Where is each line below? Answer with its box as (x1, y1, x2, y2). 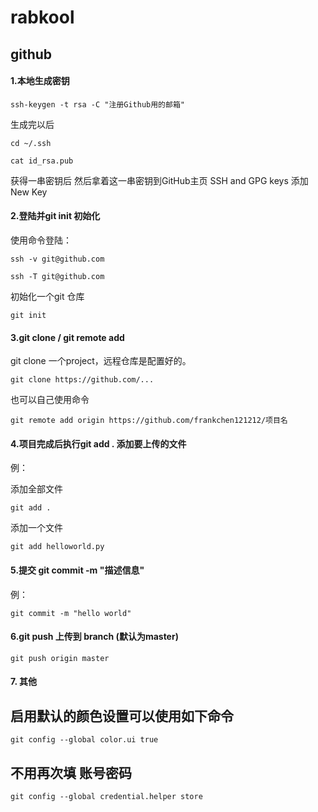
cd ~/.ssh (10, 138, 52, 148)
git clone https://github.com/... (10, 375, 155, 385)
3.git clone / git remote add (10, 331, 125, 343)
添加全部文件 (10, 483, 63, 495)
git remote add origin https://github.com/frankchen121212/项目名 (10, 416, 288, 426)
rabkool (10, 6, 75, 29)
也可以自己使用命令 (10, 394, 90, 406)
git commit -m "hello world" (10, 608, 132, 618)
